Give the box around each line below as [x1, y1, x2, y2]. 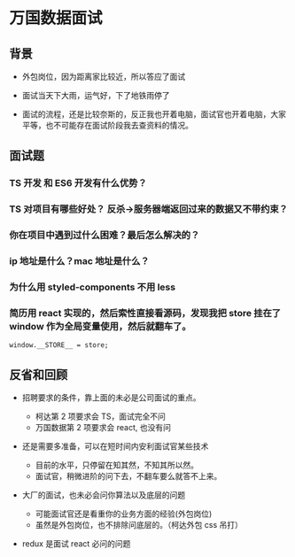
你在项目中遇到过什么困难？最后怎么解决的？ [9, 229, 200, 242]
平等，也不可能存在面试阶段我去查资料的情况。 [21, 120, 193, 130]
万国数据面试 [9, 8, 104, 28]
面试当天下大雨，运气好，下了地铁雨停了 [21, 90, 170, 100]
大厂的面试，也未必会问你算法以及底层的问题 [21, 490, 186, 500]
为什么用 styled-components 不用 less [9, 281, 175, 293]
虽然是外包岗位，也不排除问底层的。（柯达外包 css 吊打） [35, 520, 244, 530]
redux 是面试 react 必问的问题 [21, 538, 131, 549]
